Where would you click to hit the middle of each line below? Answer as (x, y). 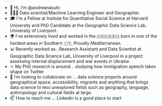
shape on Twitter (27, 72)
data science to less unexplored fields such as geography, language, (79, 87)
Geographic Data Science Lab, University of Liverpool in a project (76, 56)
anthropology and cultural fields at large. (51, 93)
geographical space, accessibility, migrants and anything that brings (79, 82)
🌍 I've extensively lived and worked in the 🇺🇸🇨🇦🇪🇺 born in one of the (83, 36)
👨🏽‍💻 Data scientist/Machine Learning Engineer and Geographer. (75, 13)
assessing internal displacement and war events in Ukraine (69, 61)
